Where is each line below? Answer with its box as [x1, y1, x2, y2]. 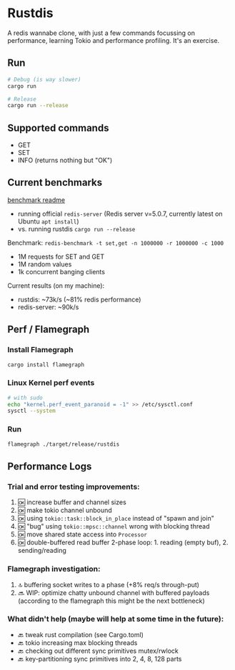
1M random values [17, 259, 72, 269]
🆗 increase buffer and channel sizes [17, 498, 126, 506]
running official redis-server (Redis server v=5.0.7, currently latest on [17, 209, 223, 218]
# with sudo [7, 394, 43, 401]
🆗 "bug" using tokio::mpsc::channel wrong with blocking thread [17, 522, 210, 531]
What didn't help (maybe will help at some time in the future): [7, 614, 224, 624]
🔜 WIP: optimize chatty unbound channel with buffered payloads [17, 588, 210, 597]
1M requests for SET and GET [17, 252, 105, 261]
